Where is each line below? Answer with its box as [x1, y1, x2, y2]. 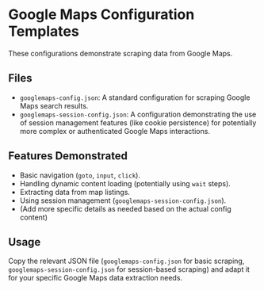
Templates [8, 22, 79, 40]
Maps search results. [19, 101, 89, 110]
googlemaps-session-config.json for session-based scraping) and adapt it [8, 265, 250, 274]
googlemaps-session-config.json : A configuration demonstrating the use [19, 109, 257, 119]
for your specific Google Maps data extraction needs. [8, 273, 183, 283]
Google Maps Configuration [8, 6, 195, 24]
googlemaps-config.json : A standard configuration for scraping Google [19, 93, 251, 102]
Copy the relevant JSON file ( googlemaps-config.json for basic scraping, [8, 256, 245, 266]
